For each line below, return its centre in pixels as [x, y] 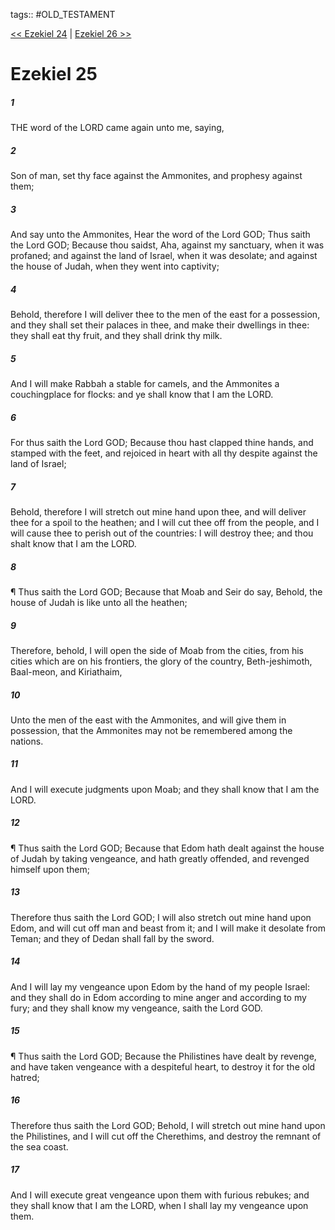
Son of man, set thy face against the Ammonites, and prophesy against [156, 176]
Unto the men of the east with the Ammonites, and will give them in [148, 720]
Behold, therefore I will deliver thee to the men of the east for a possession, [165, 315]
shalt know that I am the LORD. [73, 543]
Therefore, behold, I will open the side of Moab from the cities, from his [157, 650]
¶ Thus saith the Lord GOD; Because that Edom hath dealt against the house [167, 848]
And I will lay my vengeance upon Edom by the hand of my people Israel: [160, 986]
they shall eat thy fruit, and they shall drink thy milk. [116, 336]
